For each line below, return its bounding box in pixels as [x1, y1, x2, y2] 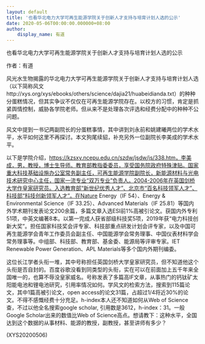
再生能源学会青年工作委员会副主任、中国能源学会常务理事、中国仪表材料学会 [6, 230, 199, 237]
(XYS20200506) [6, 331, 48, 339]
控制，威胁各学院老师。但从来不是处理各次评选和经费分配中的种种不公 [22, 105, 199, 113]
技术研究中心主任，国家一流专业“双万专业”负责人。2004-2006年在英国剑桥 [6, 177, 195, 184]
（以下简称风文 [6, 83, 44, 90]
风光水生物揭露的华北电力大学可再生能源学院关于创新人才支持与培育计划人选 [6, 75, 199, 82]
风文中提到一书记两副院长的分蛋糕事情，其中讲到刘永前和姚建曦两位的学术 [6, 126, 193, 133]
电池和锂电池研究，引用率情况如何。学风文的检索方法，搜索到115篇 [16, 281, 185, 289]
